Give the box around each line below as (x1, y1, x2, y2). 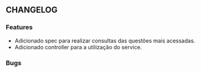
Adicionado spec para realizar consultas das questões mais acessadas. (14, 36, 195, 44)
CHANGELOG (6, 5, 58, 15)
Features (6, 23, 33, 32)
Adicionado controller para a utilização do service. (14, 43, 142, 50)
